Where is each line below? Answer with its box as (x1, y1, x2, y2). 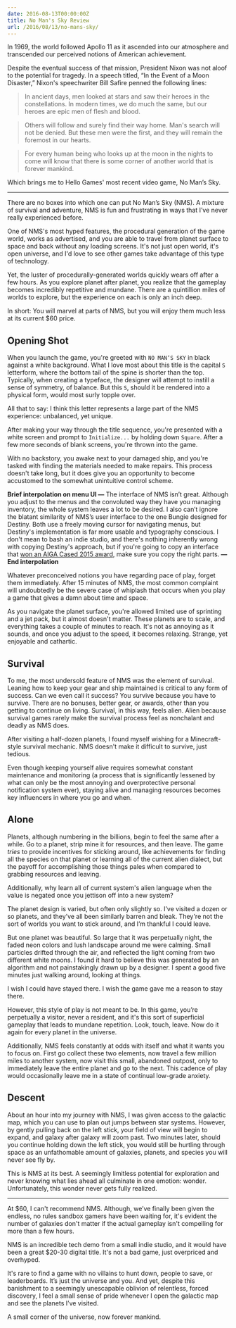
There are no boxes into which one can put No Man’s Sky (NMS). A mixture (7, 199, 225, 207)
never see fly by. (7, 1155, 55, 1164)
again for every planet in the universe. (7, 1027, 117, 1036)
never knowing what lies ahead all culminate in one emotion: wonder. (7, 1177, 207, 1185)
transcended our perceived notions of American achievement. (7, 50, 188, 58)
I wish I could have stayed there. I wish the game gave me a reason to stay (7, 984, 223, 993)
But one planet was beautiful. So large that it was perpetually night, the (7, 933, 213, 941)
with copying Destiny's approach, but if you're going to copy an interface (7, 543, 219, 551)
